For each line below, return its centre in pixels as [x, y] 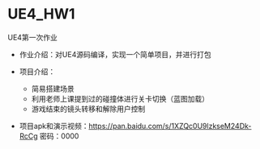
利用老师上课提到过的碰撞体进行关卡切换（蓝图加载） [120, 98]
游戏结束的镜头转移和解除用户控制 [88, 109]
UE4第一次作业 [32, 37]
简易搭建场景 [53, 89]
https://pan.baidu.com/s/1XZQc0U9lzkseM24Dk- [170, 126]
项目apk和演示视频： [54, 126]
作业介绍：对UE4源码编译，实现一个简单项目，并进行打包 [115, 54]
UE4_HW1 [41, 14]
